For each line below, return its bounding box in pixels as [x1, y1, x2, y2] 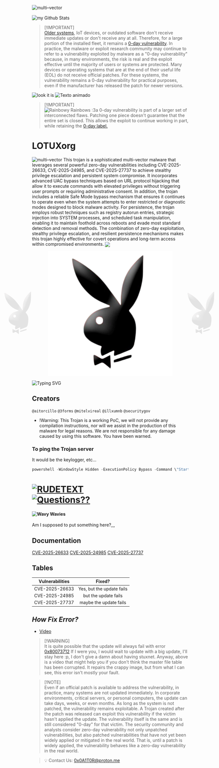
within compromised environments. [32, 241, 104, 247]
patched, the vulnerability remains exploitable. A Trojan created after [44, 705, 185, 712]
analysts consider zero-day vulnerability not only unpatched [44, 727, 167, 733]
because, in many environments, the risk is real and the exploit [44, 56, 172, 62]
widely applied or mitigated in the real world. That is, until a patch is [44, 737, 183, 743]
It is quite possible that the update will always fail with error [44, 643, 166, 649]
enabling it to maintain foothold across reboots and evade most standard [32, 220, 181, 226]
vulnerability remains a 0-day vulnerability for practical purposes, [44, 77, 178, 83]
